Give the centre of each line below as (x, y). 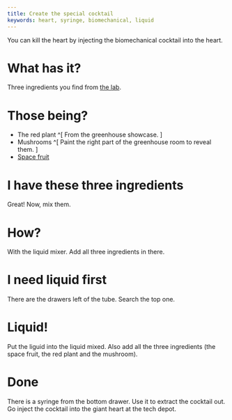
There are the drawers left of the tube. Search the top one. (91, 300)
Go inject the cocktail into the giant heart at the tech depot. (92, 409)
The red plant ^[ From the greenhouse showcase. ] (90, 135)
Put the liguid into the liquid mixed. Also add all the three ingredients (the (111, 347)
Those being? (48, 115)
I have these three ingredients (95, 185)
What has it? (44, 68)
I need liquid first (57, 280)
